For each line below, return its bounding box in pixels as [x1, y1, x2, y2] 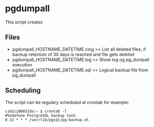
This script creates [5, 19, 43, 25]
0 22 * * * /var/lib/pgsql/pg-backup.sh [5, 117, 89, 122]
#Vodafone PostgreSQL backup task [5, 113, 76, 118]
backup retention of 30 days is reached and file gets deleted [12, 51, 135, 57]
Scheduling [5, 86, 41, 95]
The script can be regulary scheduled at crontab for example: [5, 99, 129, 105]
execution [12, 62, 33, 67]
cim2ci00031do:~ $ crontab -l [5, 108, 67, 114]
